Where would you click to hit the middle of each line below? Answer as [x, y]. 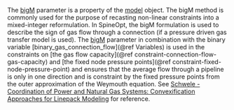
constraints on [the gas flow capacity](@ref [70, 54]
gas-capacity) [28, 62]
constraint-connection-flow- [175, 54]
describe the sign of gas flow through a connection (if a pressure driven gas [117, 32]
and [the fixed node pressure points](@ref [110, 62]
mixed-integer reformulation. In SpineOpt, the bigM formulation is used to [113, 25]
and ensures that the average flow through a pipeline [147, 69]
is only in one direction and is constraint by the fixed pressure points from [113, 77]
